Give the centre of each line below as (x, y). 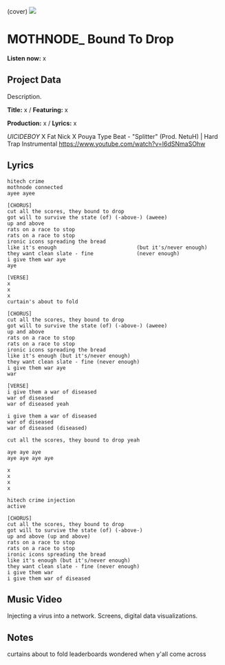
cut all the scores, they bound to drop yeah (73, 440)
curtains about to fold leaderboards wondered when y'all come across (107, 654)
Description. (24, 96)
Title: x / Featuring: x (38, 109)
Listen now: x (27, 58)
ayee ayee (21, 193)
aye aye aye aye (30, 458)
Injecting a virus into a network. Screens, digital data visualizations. (103, 616)
